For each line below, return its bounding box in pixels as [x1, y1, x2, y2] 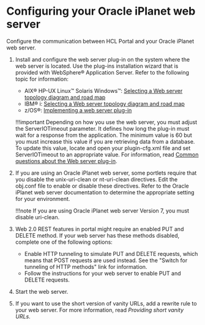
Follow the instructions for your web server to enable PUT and [24, 269, 182, 277]
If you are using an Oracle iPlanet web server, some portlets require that [15, 169, 197, 177]
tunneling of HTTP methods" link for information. [24, 263, 147, 270]
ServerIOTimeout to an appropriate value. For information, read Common [15, 151, 199, 158]
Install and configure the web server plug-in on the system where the [15, 56, 190, 63]
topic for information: [15, 75, 69, 82]
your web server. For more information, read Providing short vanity [15, 306, 184, 313]
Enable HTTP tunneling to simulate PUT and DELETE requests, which [24, 250, 198, 257]
